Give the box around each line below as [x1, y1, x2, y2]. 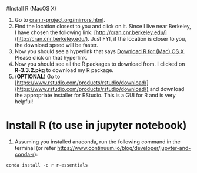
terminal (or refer [14, 144, 56, 151]
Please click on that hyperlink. [14, 54, 88, 61]
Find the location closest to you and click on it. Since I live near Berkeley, [14, 23, 191, 30]
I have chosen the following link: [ [14, 29, 96, 36]
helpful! [14, 98, 34, 105]
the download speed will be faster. [14, 41, 98, 48]
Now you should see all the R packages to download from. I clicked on [14, 60, 185, 67]
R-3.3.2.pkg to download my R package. [14, 67, 114, 73]
